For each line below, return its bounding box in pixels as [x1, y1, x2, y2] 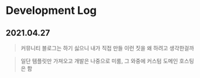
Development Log [5, 4, 97, 18]
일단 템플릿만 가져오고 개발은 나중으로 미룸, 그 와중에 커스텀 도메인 [20, 57, 178, 64]
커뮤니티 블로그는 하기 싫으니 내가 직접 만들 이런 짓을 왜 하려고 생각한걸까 [20, 45, 195, 51]
